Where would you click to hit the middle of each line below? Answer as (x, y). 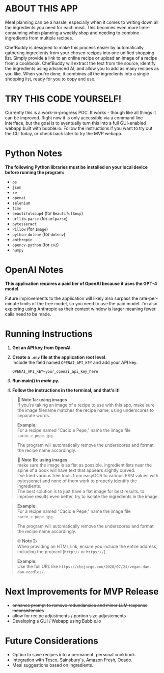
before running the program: (35, 172)
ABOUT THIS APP (41, 9)
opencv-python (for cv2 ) (35, 245)
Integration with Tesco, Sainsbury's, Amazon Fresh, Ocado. (72, 660)
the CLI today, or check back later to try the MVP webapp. (64, 133)
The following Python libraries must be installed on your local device (77, 167)
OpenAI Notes (34, 270)
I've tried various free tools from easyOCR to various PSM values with (88, 475)
